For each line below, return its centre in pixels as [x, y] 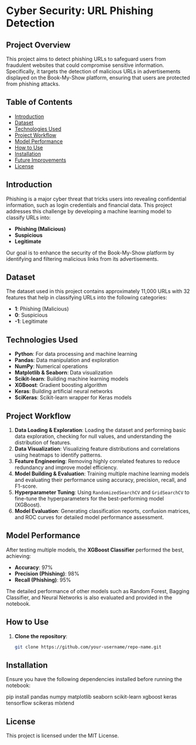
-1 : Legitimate [31, 321]
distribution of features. [43, 443]
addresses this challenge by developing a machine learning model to [89, 211]
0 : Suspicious [31, 315]
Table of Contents [39, 102]
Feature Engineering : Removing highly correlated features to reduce [97, 461]
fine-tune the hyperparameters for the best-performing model [89, 499]
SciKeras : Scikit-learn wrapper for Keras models [73, 397]
